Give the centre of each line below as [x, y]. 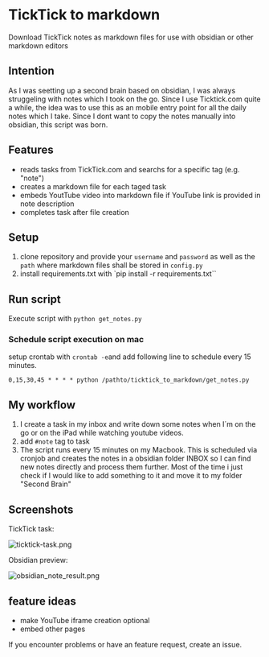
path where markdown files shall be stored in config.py [111, 265]
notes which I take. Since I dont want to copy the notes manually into [122, 116]
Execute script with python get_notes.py [75, 319]
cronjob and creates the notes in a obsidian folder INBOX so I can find [135, 459]
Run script [35, 299]
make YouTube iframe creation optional [85, 620]
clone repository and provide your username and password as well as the [137, 257]
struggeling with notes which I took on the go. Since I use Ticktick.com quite [134, 99]
